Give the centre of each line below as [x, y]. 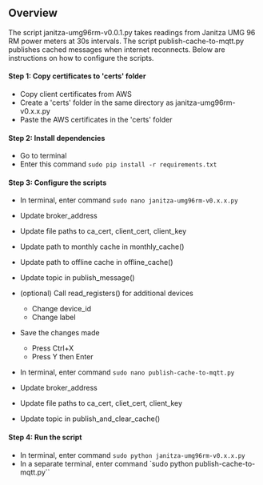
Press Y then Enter [62, 357]
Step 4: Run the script [45, 437]
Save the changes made [60, 333]
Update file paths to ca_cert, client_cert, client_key [103, 231]
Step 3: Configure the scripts [58, 182]
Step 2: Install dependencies [57, 138]
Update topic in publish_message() [77, 278]
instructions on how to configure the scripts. [81, 58]
